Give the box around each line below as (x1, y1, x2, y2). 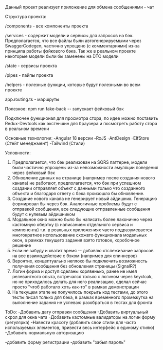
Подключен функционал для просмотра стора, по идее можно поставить (5, 115, 158, 121)
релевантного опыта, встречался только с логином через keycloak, (12, 274, 153, 279)
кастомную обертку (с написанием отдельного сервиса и (12, 222, 133, 227)
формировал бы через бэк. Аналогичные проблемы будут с (12, 201, 137, 207)
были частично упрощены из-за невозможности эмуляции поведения (12, 165, 159, 170)
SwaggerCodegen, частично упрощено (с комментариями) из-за (5, 43, 140, 48)
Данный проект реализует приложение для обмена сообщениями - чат (5, 4, 154, 10)
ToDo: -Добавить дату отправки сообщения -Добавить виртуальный (5, 309, 148, 315)
